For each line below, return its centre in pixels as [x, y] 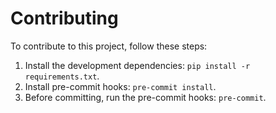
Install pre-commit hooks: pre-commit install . [120, 86]
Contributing [64, 18]
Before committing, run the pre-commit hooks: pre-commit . [145, 97]
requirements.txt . [62, 76]
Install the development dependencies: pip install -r [137, 65]
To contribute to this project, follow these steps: [109, 46]
